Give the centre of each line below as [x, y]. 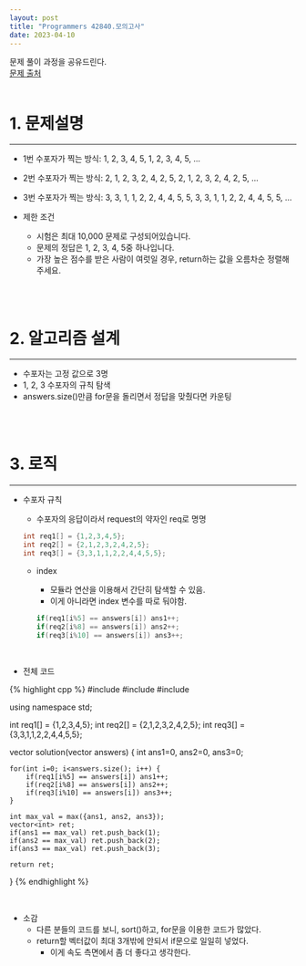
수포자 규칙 [42, 500]
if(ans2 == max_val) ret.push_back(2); [85, 841]
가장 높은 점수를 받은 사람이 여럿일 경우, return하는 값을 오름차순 [151, 259]
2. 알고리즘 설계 [65, 338]
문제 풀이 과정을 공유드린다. [58, 62]
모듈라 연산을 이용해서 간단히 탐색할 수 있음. [127, 589]
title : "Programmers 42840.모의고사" [77, 26]
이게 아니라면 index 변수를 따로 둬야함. [118, 601]
